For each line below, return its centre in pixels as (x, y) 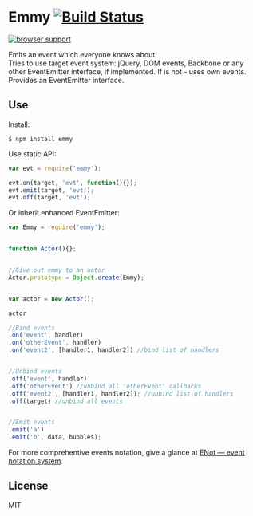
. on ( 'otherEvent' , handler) (55, 343)
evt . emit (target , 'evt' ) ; (51, 190)
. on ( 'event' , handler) (46, 335)
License (28, 486)
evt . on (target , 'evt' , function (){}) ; (73, 183)
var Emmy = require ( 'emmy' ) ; (57, 227)
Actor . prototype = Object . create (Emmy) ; (77, 278)
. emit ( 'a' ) (26, 430)
